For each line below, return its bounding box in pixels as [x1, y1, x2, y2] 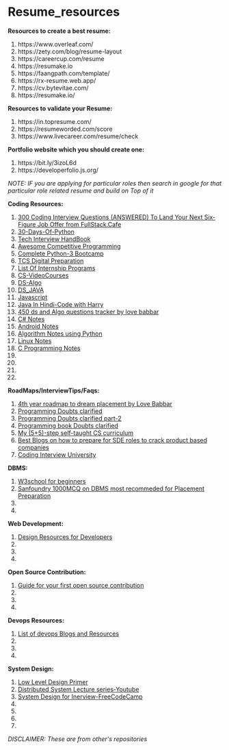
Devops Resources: [8, 616, 64, 624]
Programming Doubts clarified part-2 [17, 414, 122, 422]
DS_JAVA [17, 286, 44, 294]
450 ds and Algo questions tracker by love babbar [17, 308, 159, 316]
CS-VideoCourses [17, 271, 69, 279]
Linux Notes [17, 336, 52, 345]
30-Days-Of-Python [17, 227, 75, 236]
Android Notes [17, 322, 59, 330]
